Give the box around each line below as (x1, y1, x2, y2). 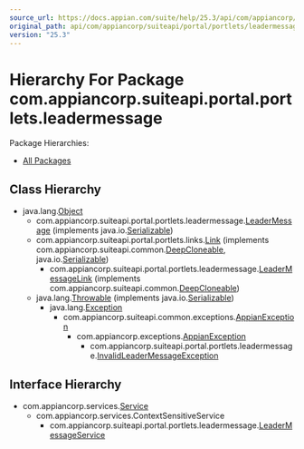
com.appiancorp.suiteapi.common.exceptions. (62, 312, 237, 323)
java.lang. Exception (49, 302, 123, 313)
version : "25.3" (9, 30, 71, 39)
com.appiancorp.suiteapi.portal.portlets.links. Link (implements (35, 235, 270, 246)
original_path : (9, 22, 67, 31)
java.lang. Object (22, 206, 83, 217)
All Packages (22, 155, 71, 166)
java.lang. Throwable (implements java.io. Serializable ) (35, 292, 235, 304)
